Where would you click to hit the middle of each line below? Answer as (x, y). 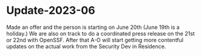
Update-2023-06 (51, 11)
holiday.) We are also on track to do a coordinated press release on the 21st (101, 33)
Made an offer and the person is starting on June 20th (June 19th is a (93, 27)
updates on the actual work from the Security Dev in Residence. (86, 46)
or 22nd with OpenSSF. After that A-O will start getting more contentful (95, 40)
